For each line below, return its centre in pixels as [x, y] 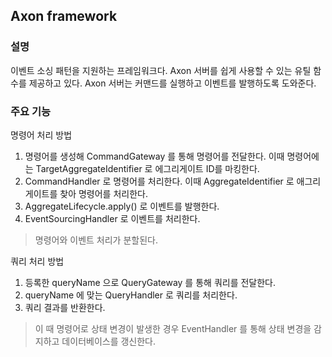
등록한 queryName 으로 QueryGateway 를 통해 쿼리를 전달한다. [150, 282]
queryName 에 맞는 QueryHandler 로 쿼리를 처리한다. [131, 295]
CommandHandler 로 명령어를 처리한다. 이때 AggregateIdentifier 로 [159, 181]
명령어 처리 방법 [41, 135]
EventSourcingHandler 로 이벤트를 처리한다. [112, 218]
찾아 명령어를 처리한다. [103, 193]
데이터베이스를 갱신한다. [109, 341]
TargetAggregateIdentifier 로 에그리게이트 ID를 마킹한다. [147, 168]
